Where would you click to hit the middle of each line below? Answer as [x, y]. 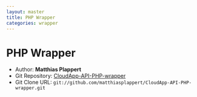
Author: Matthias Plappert [48, 69]
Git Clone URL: [33, 83]
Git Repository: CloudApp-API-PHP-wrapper [70, 76]
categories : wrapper [32, 23]
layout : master [25, 12]
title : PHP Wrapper [31, 17]
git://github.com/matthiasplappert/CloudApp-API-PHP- [122, 83]
